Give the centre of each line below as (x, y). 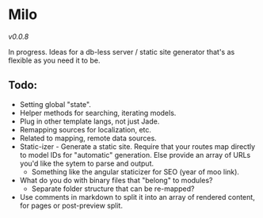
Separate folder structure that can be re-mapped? (113, 189)
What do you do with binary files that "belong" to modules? (116, 180)
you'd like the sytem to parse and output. (87, 163)
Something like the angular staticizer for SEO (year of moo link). (135, 171)
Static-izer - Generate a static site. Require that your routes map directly (137, 146)
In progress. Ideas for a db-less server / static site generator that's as (122, 52)
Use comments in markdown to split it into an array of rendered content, (137, 197)
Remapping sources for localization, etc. (86, 129)
